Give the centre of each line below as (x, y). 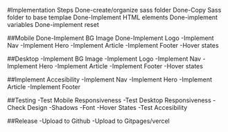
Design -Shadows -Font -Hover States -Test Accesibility (107, 107)
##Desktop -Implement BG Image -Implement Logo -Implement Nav (104, 59)
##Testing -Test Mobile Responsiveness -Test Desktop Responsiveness (109, 100)
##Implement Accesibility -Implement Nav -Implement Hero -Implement (110, 79)
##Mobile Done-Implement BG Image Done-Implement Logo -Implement (111, 38)
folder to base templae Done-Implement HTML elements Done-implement (113, 17)
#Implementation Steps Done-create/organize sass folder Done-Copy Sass (114, 10)
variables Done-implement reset (53, 25)
